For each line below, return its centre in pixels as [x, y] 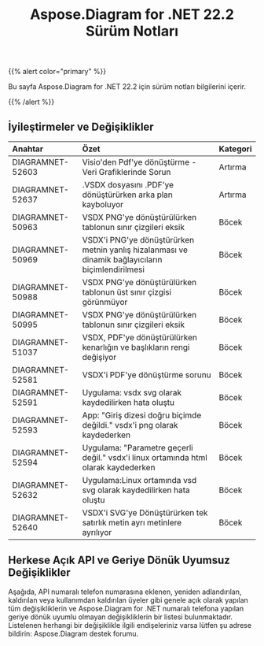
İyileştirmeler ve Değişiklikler [81, 126]
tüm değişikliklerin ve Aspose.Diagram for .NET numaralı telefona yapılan [126, 608]
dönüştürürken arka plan [127, 195]
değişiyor [99, 357]
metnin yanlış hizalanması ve [135, 250]
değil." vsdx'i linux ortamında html [145, 457]
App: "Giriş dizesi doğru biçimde [142, 415]
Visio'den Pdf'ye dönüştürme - [139, 162]
